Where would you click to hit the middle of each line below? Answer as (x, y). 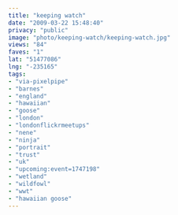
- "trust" (24, 154)
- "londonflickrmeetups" (49, 125)
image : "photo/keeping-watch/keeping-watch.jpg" (89, 37)
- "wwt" (21, 191)
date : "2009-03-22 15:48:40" (56, 23)
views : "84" (28, 45)
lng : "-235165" (33, 67)
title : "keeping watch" (47, 15)
